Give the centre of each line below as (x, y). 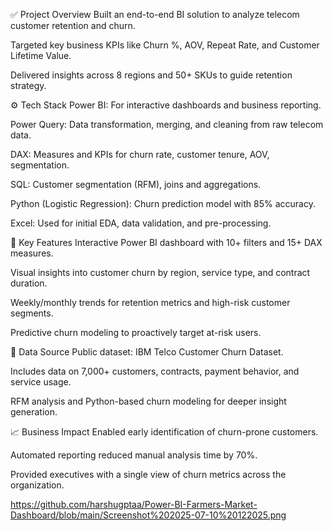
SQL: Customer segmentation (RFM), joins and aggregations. (136, 184)
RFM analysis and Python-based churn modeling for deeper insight (148, 401)
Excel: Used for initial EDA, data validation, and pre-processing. (141, 223)
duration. (29, 283)
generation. (34, 412)
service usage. (41, 382)
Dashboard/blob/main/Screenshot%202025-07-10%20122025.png (148, 515)
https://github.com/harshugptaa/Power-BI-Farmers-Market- (134, 504)
